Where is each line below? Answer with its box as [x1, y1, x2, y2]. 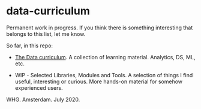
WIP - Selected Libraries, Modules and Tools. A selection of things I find [14, 71, 193, 78]
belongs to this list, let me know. [6, 30, 86, 37]
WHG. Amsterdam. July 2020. [6, 96, 80, 103]
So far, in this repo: [6, 42, 53, 49]
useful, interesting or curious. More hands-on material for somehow [14, 78, 183, 85]
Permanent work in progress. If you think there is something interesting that [6, 24, 193, 31]
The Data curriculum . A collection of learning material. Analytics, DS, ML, [14, 53, 196, 60]
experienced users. [14, 84, 63, 91]
